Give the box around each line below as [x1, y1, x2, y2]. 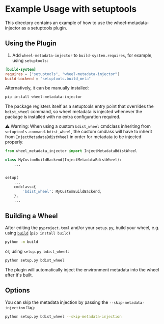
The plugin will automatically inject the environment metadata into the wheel [5, 266, 159, 272]
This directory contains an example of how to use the [5, 20, 113, 26]
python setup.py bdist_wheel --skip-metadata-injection [5, 314, 122, 319]
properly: [5, 139, 24, 145]
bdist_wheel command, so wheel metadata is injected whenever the [5, 109, 142, 115]
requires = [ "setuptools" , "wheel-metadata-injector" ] [5, 71, 120, 77]
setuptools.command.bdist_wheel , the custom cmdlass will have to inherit [5, 129, 152, 135]
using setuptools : [12, 58, 48, 63]
